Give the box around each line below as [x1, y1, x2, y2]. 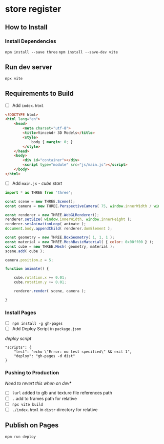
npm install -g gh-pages [12, 321, 63, 326]
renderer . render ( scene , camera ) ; [14, 288, 86, 293]
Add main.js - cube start [12, 180, 62, 186]
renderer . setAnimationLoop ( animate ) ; [5, 222, 86, 227]
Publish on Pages [5, 421, 59, 430]
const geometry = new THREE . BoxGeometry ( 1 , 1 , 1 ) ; [5, 235, 115, 240]
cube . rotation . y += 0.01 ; [14, 280, 67, 285]
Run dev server [5, 63, 53, 72]
